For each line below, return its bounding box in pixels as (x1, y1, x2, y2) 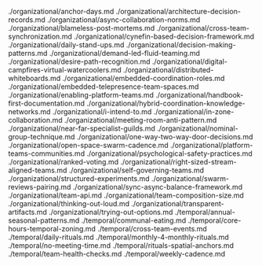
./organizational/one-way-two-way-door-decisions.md (76, 132, 253, 141)
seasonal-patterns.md (8, 216, 80, 225)
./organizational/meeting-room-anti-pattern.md (64, 116, 217, 124)
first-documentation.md (8, 98, 85, 108)
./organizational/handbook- (155, 91, 244, 99)
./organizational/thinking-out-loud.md (8, 199, 129, 208)
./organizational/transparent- (130, 199, 225, 208)
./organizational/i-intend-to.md (52, 107, 152, 116)
